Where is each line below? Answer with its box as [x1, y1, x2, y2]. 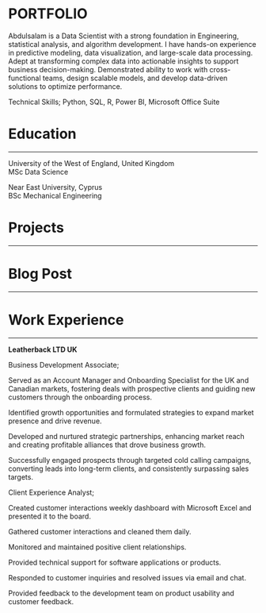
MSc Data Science [8, 167, 69, 176]
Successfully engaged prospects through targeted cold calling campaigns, [8, 455, 252, 465]
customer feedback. [8, 596, 74, 606]
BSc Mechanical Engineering [8, 191, 102, 200]
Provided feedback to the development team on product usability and [8, 588, 235, 598]
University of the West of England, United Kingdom [8, 158, 175, 168]
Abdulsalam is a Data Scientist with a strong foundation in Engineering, [8, 31, 239, 40]
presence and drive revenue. [8, 416, 102, 426]
